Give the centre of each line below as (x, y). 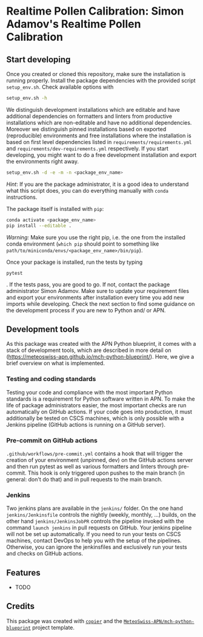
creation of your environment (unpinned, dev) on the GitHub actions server (100, 460)
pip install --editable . (39, 226)
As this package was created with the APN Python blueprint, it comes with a (101, 344)
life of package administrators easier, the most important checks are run (96, 405)
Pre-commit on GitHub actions (52, 440)
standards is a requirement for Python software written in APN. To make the (101, 399)
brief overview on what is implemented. (55, 363)
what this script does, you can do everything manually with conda (87, 190)
